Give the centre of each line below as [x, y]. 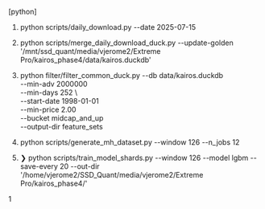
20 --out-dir [79, 166]
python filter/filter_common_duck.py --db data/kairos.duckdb [122, 75]
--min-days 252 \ [49, 92]
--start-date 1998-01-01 [59, 101]
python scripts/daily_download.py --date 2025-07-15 [108, 27]
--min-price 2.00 [48, 109]
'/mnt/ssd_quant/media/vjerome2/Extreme [90, 51]
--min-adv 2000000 [54, 84]
